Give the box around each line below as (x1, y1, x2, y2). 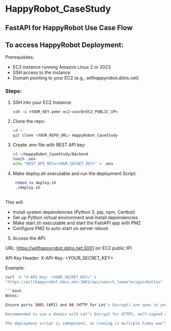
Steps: (5, 88, 22, 95)
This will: (5, 199, 24, 205)
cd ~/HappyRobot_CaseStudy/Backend (12, 151, 89, 157)
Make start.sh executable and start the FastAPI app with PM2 (12, 220, 141, 226)
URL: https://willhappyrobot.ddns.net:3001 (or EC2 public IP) (5, 245, 132, 251)
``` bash (5, 289, 22, 294)
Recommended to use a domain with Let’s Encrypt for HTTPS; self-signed (5, 312, 163, 317)
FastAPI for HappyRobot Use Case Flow (5, 23, 133, 32)
